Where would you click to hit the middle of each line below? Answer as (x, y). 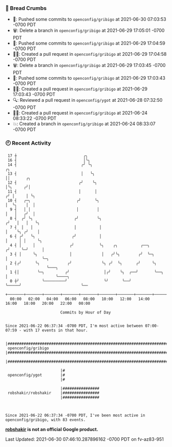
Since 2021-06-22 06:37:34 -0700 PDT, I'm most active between (74, 326)
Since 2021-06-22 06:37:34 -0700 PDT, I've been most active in (75, 415)
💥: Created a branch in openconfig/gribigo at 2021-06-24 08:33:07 (84, 124)
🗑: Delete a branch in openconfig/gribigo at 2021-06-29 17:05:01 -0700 (89, 31)
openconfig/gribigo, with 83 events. (46, 420)
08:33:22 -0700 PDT (35, 118)
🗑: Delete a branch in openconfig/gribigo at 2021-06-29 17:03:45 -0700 (89, 65)
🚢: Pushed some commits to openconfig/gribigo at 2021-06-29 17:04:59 (89, 43)
